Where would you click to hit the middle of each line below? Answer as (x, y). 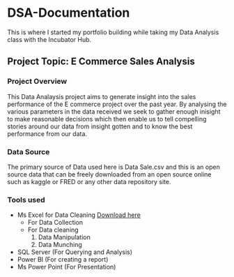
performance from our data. (47, 133)
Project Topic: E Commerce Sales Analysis (101, 62)
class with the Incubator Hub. (49, 39)
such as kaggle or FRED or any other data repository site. (89, 181)
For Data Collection (55, 223)
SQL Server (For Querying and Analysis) (75, 252)
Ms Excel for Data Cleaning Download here (79, 215)
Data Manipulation (64, 237)
